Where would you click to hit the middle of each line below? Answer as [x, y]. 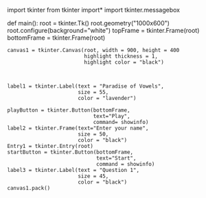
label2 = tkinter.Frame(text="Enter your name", [78, 128]
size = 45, [93, 176]
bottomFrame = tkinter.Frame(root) [56, 38]
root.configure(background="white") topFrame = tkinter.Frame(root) [103, 30]
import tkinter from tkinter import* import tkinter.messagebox [94, 10]
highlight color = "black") [124, 62]
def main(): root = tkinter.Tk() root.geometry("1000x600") [89, 23]
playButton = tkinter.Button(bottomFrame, [69, 110]
